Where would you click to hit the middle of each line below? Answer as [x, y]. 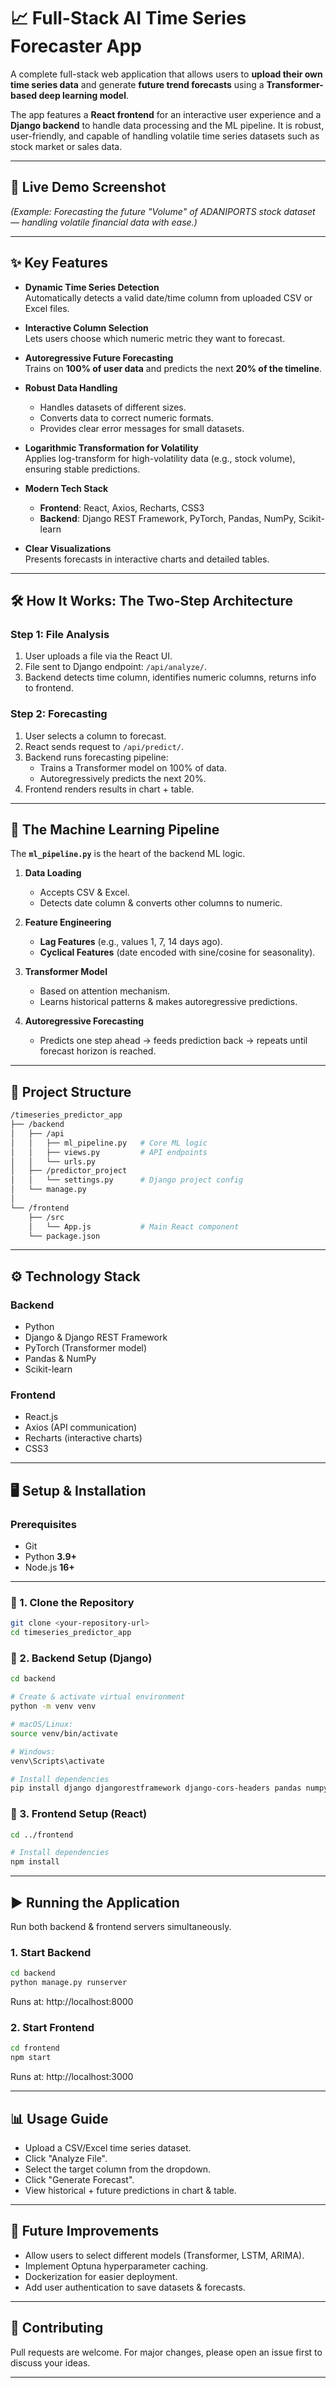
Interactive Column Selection [86, 327]
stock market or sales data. [66, 146]
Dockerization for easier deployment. [101, 2276]
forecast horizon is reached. [98, 1051]
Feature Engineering [68, 922]
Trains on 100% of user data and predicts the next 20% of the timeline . [173, 368]
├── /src [46, 1217]
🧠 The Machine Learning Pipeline [115, 829]
